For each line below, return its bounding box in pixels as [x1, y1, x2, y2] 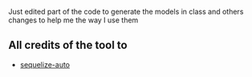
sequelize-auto [19, 59, 71, 69]
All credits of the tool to [8, 38, 128, 52]
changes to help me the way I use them [8, 15, 139, 25]
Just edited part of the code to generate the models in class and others [8, 7, 244, 16]
